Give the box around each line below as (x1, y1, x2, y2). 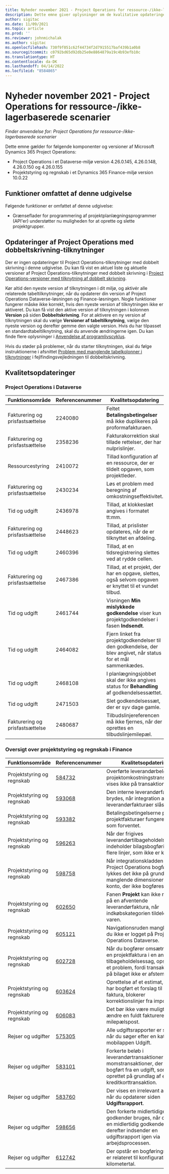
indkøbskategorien (106, 909, 151, 916)
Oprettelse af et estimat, (106, 978, 163, 985)
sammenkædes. (106, 662, 144, 669)
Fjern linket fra (106, 631, 141, 638)
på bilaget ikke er (106, 970, 147, 977)
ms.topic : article (5, 26, 44, 31)
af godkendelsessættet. (106, 689, 162, 696)
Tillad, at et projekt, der (106, 564, 161, 571)
